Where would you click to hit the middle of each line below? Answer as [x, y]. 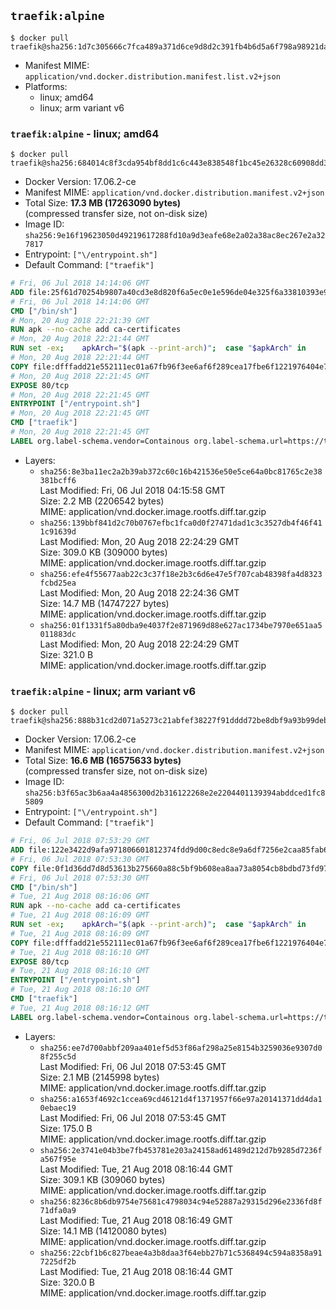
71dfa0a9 [58, 1210]
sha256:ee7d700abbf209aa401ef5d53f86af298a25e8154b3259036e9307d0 [181, 1048]
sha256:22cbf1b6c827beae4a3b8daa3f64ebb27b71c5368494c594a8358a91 [181, 1253]
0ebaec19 [58, 1108]
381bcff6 [58, 480]
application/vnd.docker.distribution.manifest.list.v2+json [152, 76]
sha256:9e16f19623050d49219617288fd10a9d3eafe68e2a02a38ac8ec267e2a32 [175, 236]
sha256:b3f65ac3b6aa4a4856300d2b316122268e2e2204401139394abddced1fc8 [175, 793]
